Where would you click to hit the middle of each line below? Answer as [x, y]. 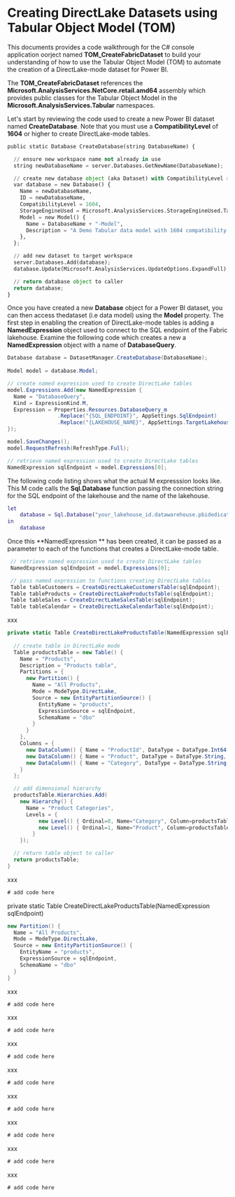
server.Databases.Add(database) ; [62, 263]
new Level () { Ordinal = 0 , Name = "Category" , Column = [115, 821]
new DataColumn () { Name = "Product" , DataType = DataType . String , [126, 756]
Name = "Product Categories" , [70, 808]
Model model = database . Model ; [53, 371]
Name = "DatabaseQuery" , [50, 397]
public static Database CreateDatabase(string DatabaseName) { [101, 146]
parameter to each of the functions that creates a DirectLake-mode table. [113, 549]
